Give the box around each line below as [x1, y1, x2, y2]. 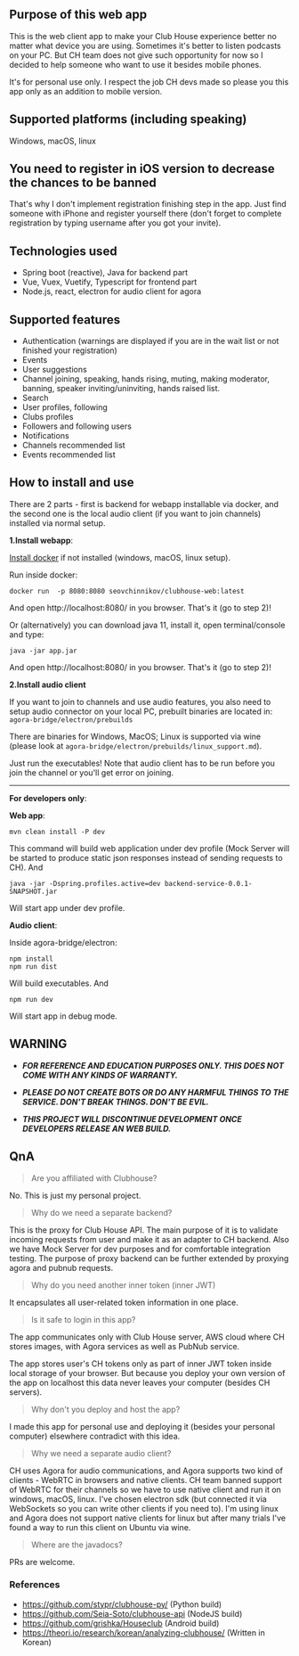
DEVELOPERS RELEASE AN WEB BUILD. [21, 1123, 172, 1134]
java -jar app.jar [9, 646, 77, 655]
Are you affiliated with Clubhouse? [30, 1172, 158, 1184]
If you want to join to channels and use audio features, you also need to [9, 696, 271, 707]
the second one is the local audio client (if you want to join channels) [9, 508, 262, 519]
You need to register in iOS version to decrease [9, 161, 276, 176]
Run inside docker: [9, 570, 78, 580]
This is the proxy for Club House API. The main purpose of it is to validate [9, 1225, 279, 1235]
